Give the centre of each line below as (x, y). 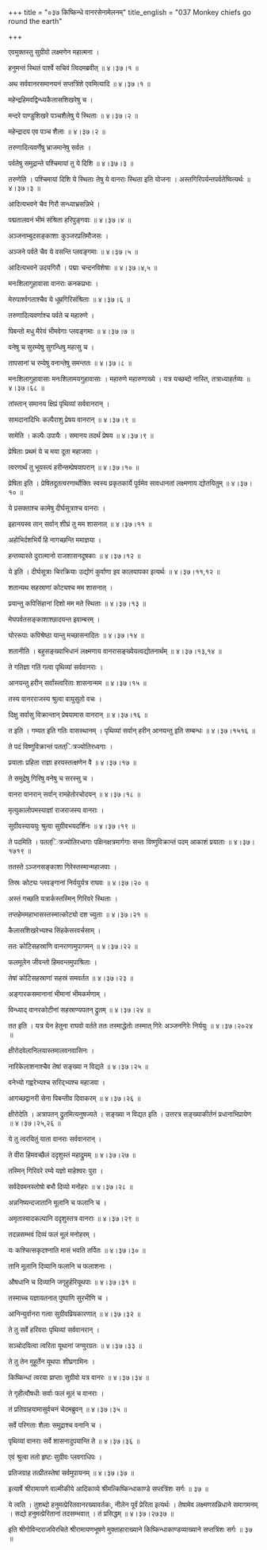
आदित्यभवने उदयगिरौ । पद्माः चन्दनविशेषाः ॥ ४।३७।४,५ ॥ (83, 267)
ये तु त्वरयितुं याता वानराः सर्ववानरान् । (55, 1139)
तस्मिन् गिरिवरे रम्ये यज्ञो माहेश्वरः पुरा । (56, 1171)
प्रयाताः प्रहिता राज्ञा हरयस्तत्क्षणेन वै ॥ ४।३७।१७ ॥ (72, 762)
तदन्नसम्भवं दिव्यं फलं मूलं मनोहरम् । (52, 1234)
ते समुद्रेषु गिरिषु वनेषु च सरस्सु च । (51, 778)
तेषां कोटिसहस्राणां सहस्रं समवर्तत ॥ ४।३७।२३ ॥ (71, 978)
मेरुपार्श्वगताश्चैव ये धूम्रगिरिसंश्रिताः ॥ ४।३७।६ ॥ (69, 299)
